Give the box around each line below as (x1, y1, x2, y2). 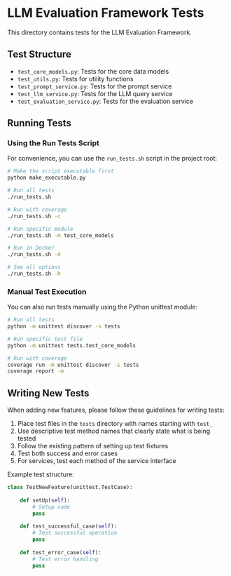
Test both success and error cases (17, 449, 118, 457)
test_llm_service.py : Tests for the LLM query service (17, 89, 173, 98)
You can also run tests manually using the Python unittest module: (7, 303, 198, 312)
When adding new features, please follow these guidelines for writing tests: (7, 406, 225, 415)
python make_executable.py (7, 174, 86, 182)
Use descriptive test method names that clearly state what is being (17, 427, 211, 436)
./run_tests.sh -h (7, 270, 61, 278)
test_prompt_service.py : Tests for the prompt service (17, 82, 172, 91)
